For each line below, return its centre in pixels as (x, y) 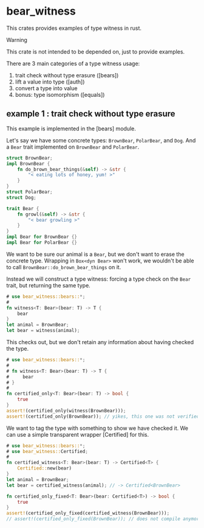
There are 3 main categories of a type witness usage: (73, 63)
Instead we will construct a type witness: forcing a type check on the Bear (99, 279)
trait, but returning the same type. (49, 285)
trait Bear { (23, 208)
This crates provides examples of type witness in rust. (74, 28)
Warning (17, 40)
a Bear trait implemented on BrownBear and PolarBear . (73, 147)
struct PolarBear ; (29, 192)
